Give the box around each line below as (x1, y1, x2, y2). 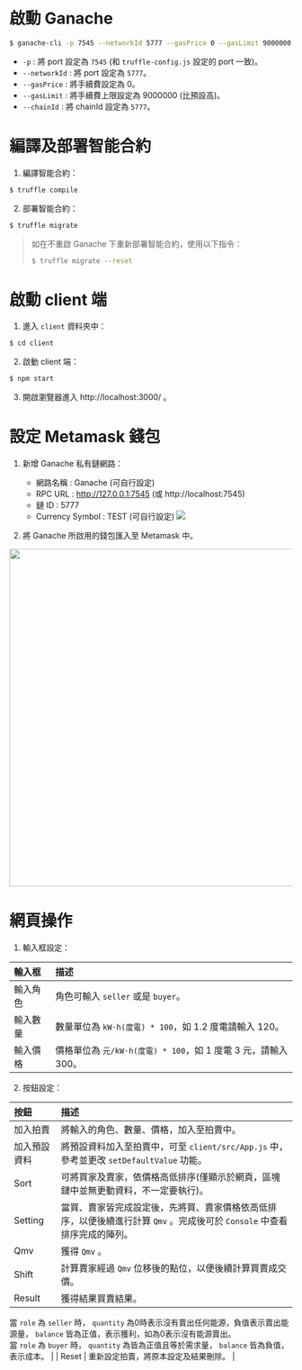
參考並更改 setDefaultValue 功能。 (60, 1154, 208, 1166)
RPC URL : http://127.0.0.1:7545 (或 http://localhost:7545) (35, 488, 245, 499)
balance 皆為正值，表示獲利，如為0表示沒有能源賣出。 (34, 1328, 236, 1338)
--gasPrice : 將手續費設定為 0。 (22, 78, 141, 89)
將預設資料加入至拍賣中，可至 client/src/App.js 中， (60, 1140, 289, 1153)
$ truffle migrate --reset (31, 256, 133, 266)
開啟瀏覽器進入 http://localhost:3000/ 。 (22, 392, 172, 403)
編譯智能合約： (22, 168, 78, 178)
